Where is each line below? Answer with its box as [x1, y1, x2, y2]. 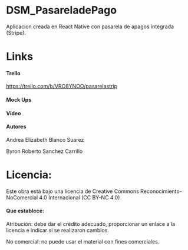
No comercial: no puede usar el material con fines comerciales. [6, 238, 160, 245]
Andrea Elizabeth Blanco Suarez [6, 136, 84, 143]
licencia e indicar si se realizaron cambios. [6, 226, 109, 234]
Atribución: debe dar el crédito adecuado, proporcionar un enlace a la [6, 220, 176, 227]
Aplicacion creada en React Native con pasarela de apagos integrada [6, 23, 174, 30]
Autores [6, 123, 27, 130]
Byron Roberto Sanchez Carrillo [6, 148, 83, 155]
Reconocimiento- [140, 188, 183, 195]
